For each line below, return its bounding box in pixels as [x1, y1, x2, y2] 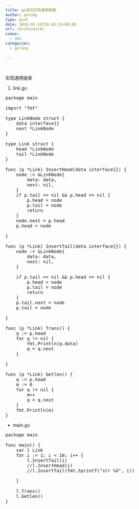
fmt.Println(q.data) [27, 341, 78, 346]
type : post [5, 17, 29, 22]
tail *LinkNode [16, 151, 54, 157]
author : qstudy [5, 12, 38, 17]
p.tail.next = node [16, 300, 65, 305]
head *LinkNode [16, 146, 54, 152]
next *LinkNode [16, 125, 54, 131]
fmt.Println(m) [16, 407, 54, 413]
